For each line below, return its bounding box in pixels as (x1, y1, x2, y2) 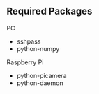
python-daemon (16, 79, 63, 87)
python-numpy (16, 44, 60, 53)
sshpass (16, 37, 41, 46)
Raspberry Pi (6, 58, 44, 66)
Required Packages (6, 6, 93, 17)
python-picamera (16, 71, 67, 79)
